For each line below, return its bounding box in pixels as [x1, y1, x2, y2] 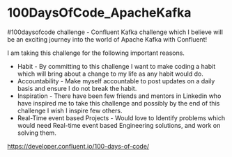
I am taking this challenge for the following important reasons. [7, 49, 185, 57]
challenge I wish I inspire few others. [17, 106, 123, 115]
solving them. [17, 129, 57, 137]
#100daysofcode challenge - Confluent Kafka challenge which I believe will [7, 28, 223, 36]
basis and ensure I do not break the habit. [17, 84, 137, 92]
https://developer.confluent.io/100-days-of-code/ [7, 142, 150, 150]
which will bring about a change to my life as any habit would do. [17, 69, 203, 78]
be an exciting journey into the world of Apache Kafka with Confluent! [7, 35, 208, 43]
